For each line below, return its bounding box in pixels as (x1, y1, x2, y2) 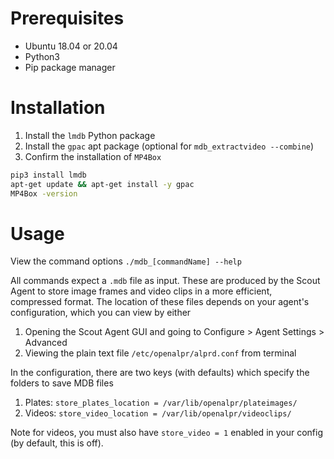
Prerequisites (10, 7, 125, 30)
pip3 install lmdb (10, 170, 87, 180)
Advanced (24, 337, 68, 349)
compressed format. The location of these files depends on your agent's (10, 296, 310, 308)
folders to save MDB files (10, 377, 114, 389)
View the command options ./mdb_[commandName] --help (10, 255, 242, 267)
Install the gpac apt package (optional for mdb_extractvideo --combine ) (24, 140, 315, 152)
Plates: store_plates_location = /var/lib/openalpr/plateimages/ (24, 397, 298, 409)
